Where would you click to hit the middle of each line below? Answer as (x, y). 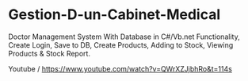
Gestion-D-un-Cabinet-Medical (114, 15)
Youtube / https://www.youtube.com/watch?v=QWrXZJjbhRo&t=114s (120, 68)
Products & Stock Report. (50, 53)
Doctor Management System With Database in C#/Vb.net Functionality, (124, 37)
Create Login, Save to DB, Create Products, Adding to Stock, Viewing (121, 44)
